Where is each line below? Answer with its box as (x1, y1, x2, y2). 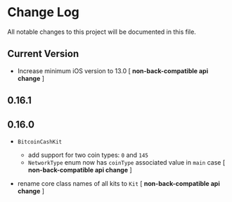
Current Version (7, 48, 79, 60)
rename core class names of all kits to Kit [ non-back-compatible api (17, 179, 220, 187)
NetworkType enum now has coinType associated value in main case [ (27, 158, 226, 166)
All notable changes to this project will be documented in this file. (7, 27, 197, 36)
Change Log (7, 4, 79, 20)
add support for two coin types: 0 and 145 (27, 151, 149, 159)
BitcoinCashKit (17, 138, 63, 145)
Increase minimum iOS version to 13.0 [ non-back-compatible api (17, 66, 209, 75)
